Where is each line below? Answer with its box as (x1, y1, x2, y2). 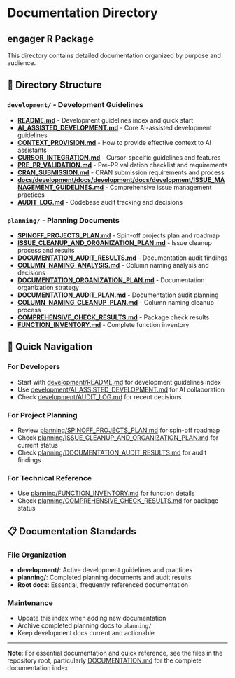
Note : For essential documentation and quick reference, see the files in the (7, 649, 223, 658)
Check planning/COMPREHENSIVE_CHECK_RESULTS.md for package (17, 497, 219, 505)
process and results (17, 246, 75, 254)
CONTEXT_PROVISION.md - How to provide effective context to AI (17, 138, 212, 146)
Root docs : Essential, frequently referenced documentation (17, 580, 189, 589)
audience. (7, 59, 36, 67)
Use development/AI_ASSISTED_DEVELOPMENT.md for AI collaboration (17, 385, 225, 394)
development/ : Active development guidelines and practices (17, 565, 193, 574)
